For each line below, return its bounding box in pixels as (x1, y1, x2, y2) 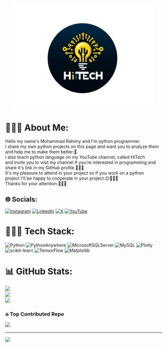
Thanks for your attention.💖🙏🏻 (5, 181, 67, 187)
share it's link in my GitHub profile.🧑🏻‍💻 (5, 165, 84, 171)
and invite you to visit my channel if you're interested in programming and (5, 159, 156, 165)
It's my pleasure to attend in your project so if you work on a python (5, 170, 144, 176)
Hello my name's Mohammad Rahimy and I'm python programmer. (5, 138, 141, 144)
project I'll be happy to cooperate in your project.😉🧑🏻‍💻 (5, 175, 118, 181)
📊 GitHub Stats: (5, 266, 73, 277)
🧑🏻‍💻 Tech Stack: (5, 226, 75, 237)
